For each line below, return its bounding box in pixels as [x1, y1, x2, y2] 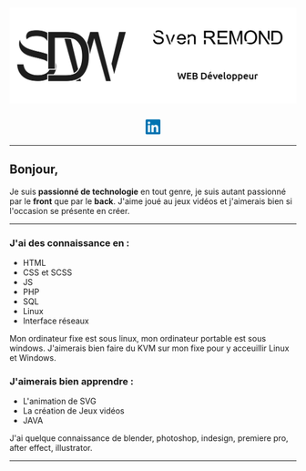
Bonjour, [9, 162, 59, 178]
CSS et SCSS [22, 267, 73, 278]
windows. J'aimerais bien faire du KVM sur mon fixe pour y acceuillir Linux [9, 343, 290, 353]
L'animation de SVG [22, 395, 97, 407]
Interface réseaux [22, 315, 89, 326]
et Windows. [9, 352, 56, 363]
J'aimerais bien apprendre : [9, 374, 134, 387]
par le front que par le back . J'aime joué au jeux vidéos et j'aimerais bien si [9, 195, 293, 207]
